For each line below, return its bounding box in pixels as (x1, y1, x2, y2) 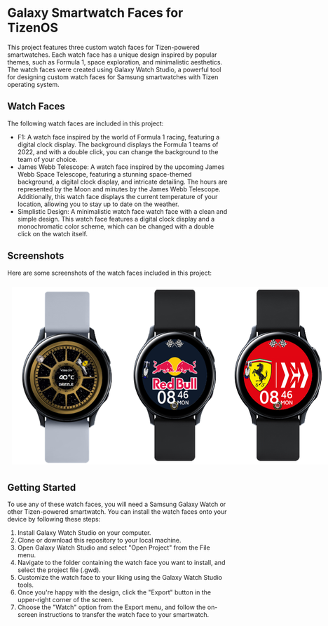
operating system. (7, 80, 60, 88)
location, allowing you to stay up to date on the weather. (17, 200, 180, 208)
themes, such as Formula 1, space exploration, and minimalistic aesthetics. (7, 57, 223, 66)
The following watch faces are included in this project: (7, 119, 164, 128)
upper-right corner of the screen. (17, 596, 114, 604)
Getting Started (7, 482, 76, 494)
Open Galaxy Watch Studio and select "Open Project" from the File (17, 543, 210, 552)
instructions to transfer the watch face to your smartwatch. (39, 611, 210, 619)
